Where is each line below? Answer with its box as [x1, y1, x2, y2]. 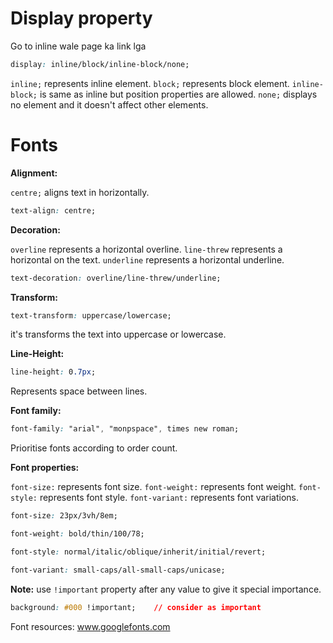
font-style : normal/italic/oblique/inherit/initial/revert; [10, 547, 267, 557]
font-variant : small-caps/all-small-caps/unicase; [10, 565, 226, 575]
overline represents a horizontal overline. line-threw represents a [10, 243, 283, 255]
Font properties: [10, 462, 80, 474]
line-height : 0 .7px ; [10, 367, 97, 377]
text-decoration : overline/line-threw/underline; [10, 273, 222, 283]
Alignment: [10, 167, 58, 179]
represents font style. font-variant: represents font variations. [39, 492, 300, 504]
